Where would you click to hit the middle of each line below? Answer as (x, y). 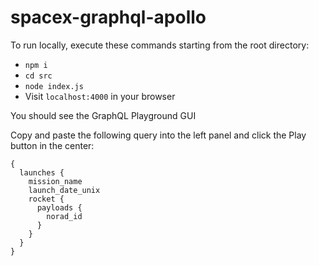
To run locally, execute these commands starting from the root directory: (160, 45)
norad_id (64, 216)
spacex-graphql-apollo (108, 17)
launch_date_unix (64, 190)
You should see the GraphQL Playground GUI (103, 115)
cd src (38, 76)
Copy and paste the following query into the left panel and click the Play (158, 135)
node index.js (54, 86)
